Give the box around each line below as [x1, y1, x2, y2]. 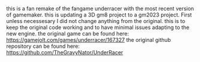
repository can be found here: [6, 43, 80, 50]
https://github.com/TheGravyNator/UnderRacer [6, 49, 123, 56]
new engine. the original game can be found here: [6, 30, 129, 37]
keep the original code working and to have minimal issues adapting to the [6, 24, 190, 31]
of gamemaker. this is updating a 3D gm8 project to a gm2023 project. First [6, 11, 192, 18]
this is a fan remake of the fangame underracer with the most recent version [6, 5, 195, 12]
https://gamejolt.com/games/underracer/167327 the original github [6, 37, 171, 43]
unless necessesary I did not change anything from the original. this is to [6, 18, 186, 24]
